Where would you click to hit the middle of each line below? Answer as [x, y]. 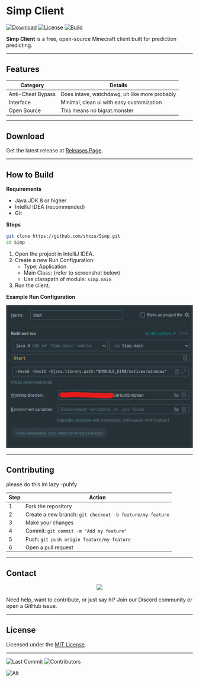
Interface [20, 102]
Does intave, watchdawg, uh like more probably [118, 94]
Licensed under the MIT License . [46, 644]
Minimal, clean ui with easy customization [111, 102]
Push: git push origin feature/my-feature [78, 539]
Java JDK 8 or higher [41, 200]
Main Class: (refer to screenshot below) [72, 273]
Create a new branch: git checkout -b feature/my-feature [98, 514]
